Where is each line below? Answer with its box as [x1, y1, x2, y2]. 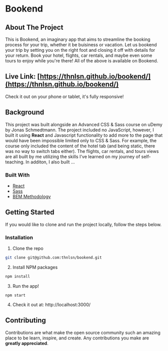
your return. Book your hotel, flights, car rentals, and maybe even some [5, 52, 152, 58]
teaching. [5, 159, 25, 165]
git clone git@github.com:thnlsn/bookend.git [5, 255, 102, 260]
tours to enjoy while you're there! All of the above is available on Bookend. [5, 58, 158, 63]
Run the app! [12, 283, 39, 289]
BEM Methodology [12, 193, 51, 199]
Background [5, 108, 44, 117]
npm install [5, 274, 30, 279]
